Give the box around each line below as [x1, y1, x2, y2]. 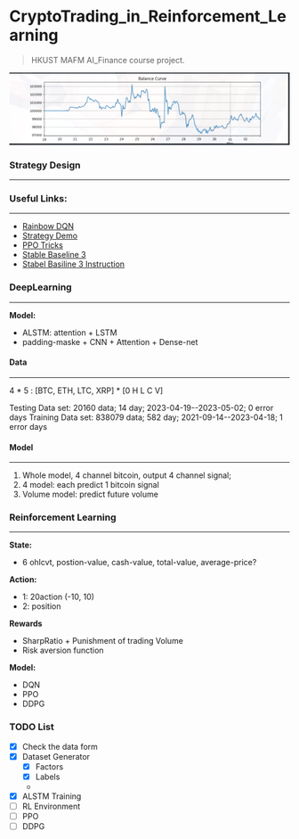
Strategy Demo [21, 230, 78, 242]
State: [9, 539, 33, 550]
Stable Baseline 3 [21, 250, 86, 260]
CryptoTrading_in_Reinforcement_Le [9, 6, 287, 27]
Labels [35, 771, 61, 782]
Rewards [9, 618, 43, 629]
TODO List [9, 720, 55, 733]
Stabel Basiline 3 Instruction [21, 259, 125, 269]
